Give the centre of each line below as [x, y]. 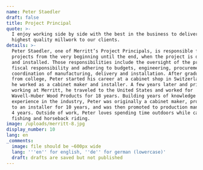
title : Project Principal [39, 23]
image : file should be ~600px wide [56, 146]
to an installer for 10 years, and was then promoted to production [100, 107]
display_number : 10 [31, 130]
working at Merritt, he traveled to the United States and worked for [102, 90]
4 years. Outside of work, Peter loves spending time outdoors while [101, 113]
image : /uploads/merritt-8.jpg [46, 124]
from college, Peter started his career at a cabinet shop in [92, 79]
